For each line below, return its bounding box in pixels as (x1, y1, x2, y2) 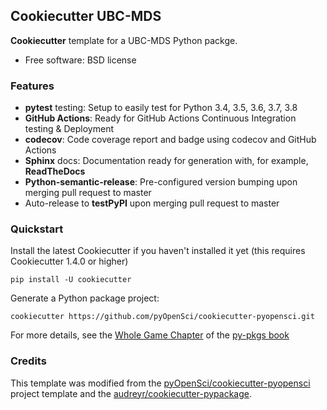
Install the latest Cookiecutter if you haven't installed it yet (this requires (10, 245, 306, 257)
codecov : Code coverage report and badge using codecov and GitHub (24, 134, 317, 146)
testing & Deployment (24, 123, 115, 135)
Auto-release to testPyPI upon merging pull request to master (24, 197, 280, 209)
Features (10, 79, 55, 93)
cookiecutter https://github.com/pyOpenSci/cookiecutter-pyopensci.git (10, 312, 315, 322)
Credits (10, 354, 47, 368)
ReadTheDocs (24, 165, 86, 178)
